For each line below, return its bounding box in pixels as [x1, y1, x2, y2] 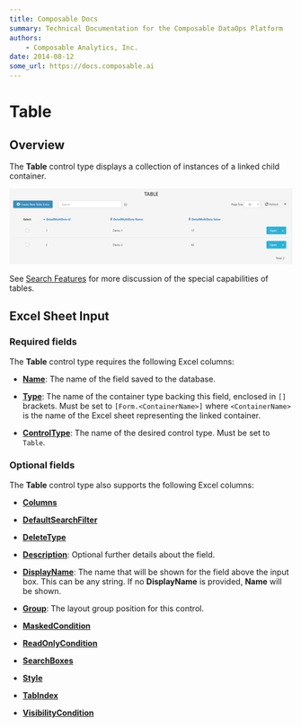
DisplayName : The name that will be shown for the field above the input [22, 566, 289, 577]
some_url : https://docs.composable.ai [9, 62, 155, 71]
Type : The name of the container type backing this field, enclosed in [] [22, 390, 287, 401]
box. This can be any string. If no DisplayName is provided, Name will [22, 575, 282, 587]
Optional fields [9, 459, 75, 471]
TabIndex [22, 689, 58, 700]
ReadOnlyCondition [22, 637, 98, 648]
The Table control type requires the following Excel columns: [9, 355, 235, 367]
